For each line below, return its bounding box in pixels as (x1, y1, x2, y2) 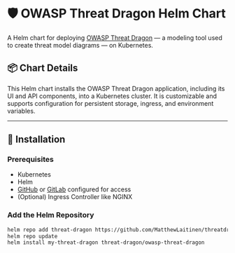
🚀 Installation (7, 134, 66, 146)
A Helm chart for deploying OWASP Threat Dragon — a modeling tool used (7, 33, 222, 42)
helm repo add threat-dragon (7, 226, 92, 233)
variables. (7, 107, 36, 115)
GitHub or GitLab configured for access (17, 185, 131, 193)
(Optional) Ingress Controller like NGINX (17, 193, 133, 201)
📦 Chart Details (7, 62, 78, 74)
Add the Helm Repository (7, 210, 94, 220)
